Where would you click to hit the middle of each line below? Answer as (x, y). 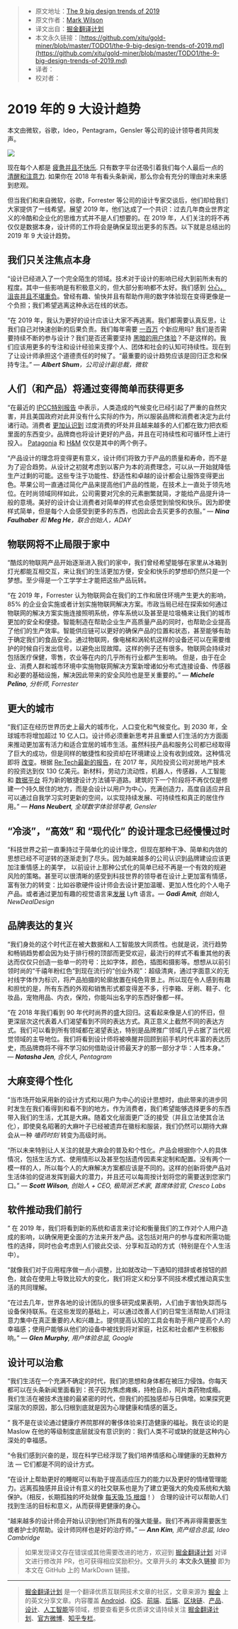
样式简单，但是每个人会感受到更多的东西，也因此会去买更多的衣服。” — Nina (119, 511)
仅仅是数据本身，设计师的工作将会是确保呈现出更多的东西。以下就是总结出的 (119, 227)
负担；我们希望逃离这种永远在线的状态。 (72, 305)
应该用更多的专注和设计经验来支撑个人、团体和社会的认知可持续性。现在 (119, 346)
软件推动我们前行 (45, 1210)
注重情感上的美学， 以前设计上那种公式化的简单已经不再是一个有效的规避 (120, 867)
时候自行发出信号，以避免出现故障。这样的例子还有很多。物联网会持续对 (125, 648)
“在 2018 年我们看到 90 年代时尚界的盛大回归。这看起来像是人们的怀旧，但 (116, 1012)
